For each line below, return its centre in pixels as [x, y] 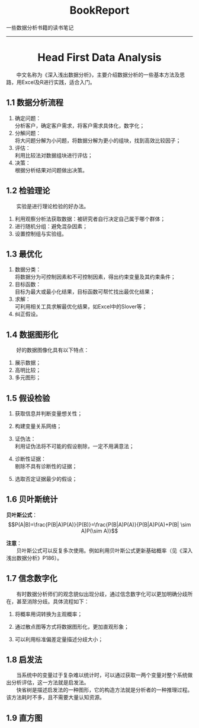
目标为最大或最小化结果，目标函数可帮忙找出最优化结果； [85, 292]
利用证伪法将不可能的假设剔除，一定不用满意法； [74, 446]
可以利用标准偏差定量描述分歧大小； [59, 639]
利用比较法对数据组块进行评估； [54, 155]
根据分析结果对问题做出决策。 [51, 170]
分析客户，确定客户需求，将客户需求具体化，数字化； [80, 125]
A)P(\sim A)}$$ [99, 531]
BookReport [99, 10]
